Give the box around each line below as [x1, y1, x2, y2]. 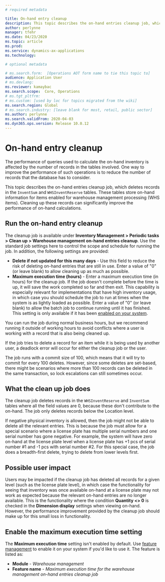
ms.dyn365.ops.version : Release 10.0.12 [5, 121, 89, 126]
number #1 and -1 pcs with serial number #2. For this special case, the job [5, 444, 155, 450]
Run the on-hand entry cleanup [5, 219, 103, 228]
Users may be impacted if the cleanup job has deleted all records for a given [5, 477, 160, 483]
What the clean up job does [5, 385, 91, 393]
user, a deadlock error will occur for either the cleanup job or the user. [5, 345, 147, 351]
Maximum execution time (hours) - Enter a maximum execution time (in [12, 273, 159, 279]
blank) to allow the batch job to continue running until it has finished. [12, 305, 151, 311]
